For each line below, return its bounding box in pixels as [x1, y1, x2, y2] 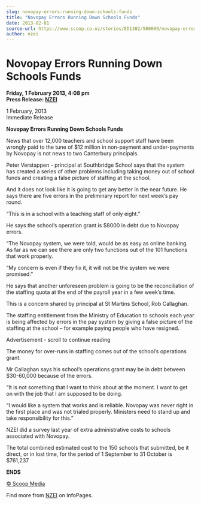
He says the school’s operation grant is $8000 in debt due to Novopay [6, 222, 179, 229]
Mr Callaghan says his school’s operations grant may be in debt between [6, 366, 185, 373]
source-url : [6, 25, 36, 32]
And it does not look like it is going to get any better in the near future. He [6, 186, 187, 193]
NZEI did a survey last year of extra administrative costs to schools [6, 426, 171, 434]
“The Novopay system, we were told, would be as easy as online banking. [6, 240, 188, 247]
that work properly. [6, 252, 53, 260]
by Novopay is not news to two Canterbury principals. [6, 150, 139, 157]
